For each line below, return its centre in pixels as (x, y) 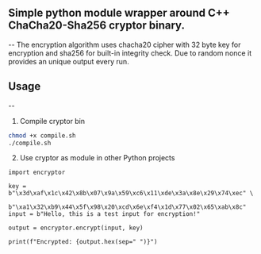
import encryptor (37, 173)
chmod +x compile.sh (42, 135)
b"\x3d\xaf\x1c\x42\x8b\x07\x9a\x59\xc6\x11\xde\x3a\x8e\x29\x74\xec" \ (131, 194)
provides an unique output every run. (69, 61)
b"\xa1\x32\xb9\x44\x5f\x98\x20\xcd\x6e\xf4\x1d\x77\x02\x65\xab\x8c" (127, 207)
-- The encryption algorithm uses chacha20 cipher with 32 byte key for (125, 44)
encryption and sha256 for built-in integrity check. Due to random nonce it (130, 53)
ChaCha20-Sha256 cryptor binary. (96, 26)
